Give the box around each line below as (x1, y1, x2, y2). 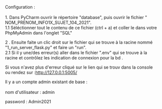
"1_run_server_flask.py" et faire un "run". (5, 45, 87, 50)
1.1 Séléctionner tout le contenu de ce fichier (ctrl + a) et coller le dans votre (5, 25, 157, 31)
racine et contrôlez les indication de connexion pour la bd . (5, 55, 123, 60)
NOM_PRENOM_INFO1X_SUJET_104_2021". (5, 19, 92, 25)
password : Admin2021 (5, 99, 51, 104)
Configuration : (5, 4, 36, 10)
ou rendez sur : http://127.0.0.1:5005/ (5, 70, 77, 75)
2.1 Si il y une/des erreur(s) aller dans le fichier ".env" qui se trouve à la (5, 50, 147, 55)
